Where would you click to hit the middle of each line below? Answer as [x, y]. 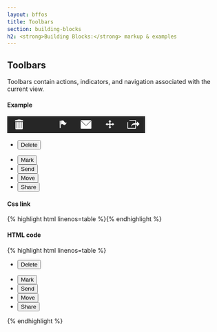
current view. [26, 89]
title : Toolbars [30, 22]
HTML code [24, 235]
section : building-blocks [44, 29]
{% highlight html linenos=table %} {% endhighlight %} [84, 219]
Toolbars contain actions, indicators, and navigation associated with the [109, 82]
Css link [19, 204]
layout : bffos [28, 14]
